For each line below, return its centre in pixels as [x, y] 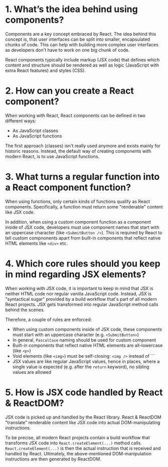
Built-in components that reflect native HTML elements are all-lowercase [88, 345]
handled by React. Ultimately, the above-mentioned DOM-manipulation [78, 453]
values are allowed [32, 372]
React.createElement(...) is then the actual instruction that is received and [83, 448]
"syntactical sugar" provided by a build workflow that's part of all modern [81, 299]
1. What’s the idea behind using [71, 9]
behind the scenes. [25, 310]
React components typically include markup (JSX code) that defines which [82, 59]
